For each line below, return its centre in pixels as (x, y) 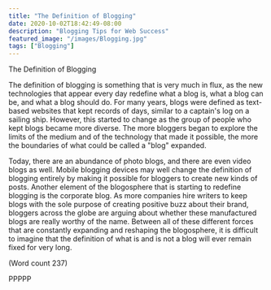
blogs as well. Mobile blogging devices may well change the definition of (130, 170)
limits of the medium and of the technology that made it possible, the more (133, 137)
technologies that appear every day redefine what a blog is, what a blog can (136, 93)
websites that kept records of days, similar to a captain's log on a (140, 111)
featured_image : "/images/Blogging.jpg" (78, 39)
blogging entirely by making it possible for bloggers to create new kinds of (133, 179)
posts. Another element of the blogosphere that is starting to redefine (125, 187)
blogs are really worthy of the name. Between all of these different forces (131, 222)
